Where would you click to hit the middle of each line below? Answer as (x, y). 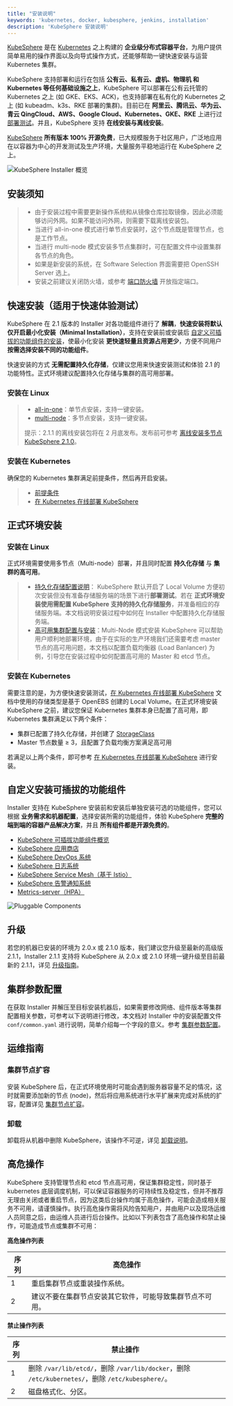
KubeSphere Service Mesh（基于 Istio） (74, 874)
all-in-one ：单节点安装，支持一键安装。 (91, 409)
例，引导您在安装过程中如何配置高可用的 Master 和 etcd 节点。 (124, 656)
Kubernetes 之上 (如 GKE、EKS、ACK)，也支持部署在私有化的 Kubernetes (113, 97)
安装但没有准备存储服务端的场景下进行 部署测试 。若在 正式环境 (130, 596)
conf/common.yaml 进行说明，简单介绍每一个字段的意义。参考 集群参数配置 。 (116, 1025)
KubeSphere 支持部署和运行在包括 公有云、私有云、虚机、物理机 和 (103, 79)
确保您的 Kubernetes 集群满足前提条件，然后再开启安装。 (89, 478)
